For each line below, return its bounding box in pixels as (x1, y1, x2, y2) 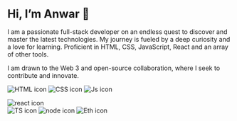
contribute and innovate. (7, 71, 80, 79)
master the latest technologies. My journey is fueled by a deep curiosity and (7, 35, 231, 43)
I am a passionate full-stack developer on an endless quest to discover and (7, 27, 228, 36)
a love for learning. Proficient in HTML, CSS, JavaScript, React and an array (7, 42, 229, 51)
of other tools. (7, 50, 49, 58)
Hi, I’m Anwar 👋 (7, 7, 90, 21)
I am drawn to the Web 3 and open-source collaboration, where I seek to (7, 64, 221, 72)
